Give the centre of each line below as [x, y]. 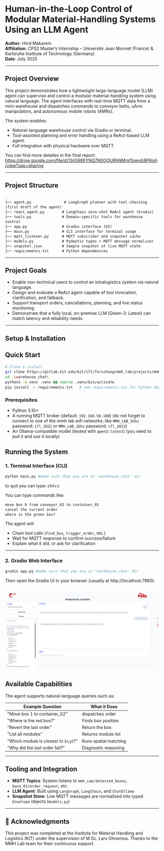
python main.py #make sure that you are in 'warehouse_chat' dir [73, 476]
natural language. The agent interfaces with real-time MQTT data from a [78, 101]
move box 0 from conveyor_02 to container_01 [52, 505]
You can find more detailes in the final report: [51, 155]
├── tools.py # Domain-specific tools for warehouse [74, 217]
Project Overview [32, 79]
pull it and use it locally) [36, 436]
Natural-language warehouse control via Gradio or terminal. [72, 130]
